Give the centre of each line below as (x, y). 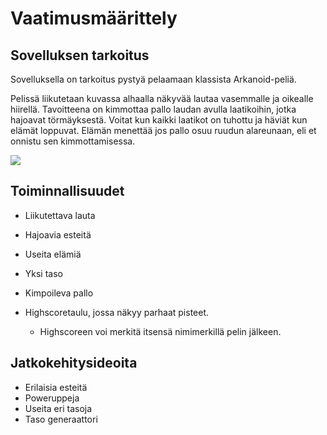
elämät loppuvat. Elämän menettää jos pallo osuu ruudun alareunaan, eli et (163, 130)
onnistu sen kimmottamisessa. (73, 141)
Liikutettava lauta (60, 215)
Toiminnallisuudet (67, 191)
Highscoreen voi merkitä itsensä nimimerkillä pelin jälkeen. (160, 331)
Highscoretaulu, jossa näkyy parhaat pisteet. (117, 312)
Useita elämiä (53, 254)
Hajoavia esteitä (58, 234)
